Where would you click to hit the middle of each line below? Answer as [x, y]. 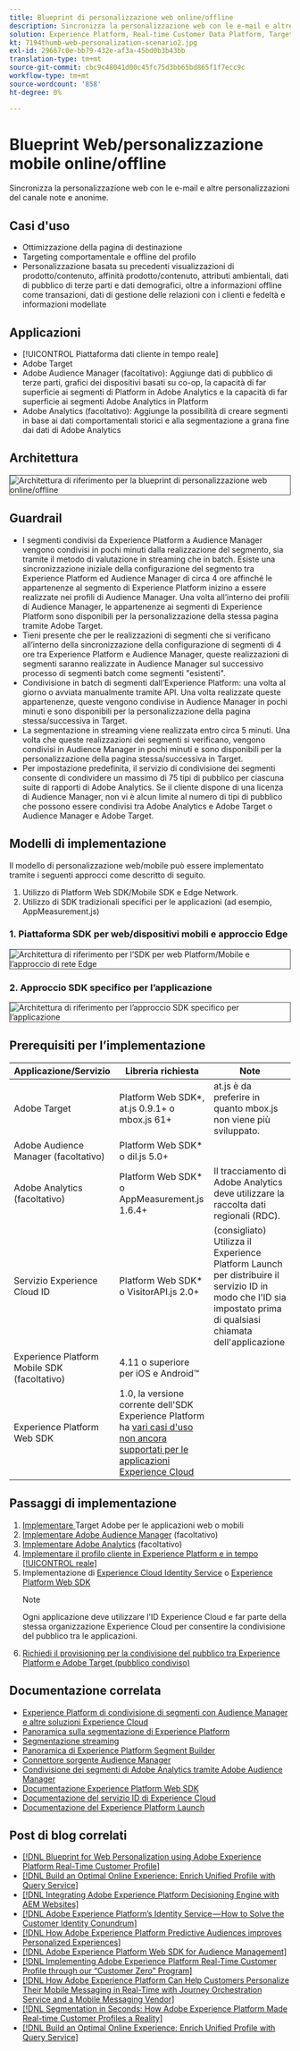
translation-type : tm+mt [55, 59]
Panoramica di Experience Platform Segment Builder [119, 1750]
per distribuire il [246, 1275]
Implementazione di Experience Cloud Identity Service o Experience [147, 1572]
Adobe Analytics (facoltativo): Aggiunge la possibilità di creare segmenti [155, 411]
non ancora [143, 1438]
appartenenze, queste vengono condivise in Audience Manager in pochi [155, 701]
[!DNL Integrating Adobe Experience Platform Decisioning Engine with [150, 1895]
